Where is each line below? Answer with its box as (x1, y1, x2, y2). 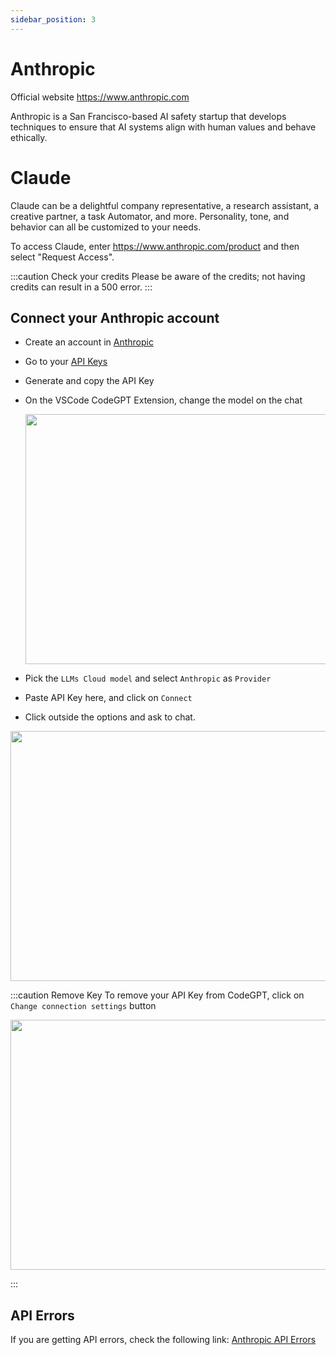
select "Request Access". (10, 251, 115, 263)
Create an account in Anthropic (24, 336, 154, 348)
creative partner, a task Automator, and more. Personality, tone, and (10, 210, 290, 222)
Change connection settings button (10, 1000, 157, 1012)
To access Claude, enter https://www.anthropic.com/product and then (10, 240, 300, 252)
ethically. (10, 131, 48, 143)
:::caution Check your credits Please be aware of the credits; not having (10, 270, 306, 282)
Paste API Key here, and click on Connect (24, 692, 193, 704)
